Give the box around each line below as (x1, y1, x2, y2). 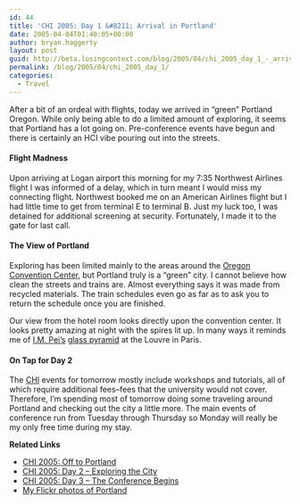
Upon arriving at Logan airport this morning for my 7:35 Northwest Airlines (9, 172, 283, 183)
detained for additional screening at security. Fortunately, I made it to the (9, 211, 277, 221)
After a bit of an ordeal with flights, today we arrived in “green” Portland (9, 103, 273, 114)
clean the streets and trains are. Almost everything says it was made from (9, 279, 280, 290)
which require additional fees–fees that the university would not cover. (9, 384, 268, 395)
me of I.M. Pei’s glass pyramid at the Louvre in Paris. (9, 335, 203, 345)
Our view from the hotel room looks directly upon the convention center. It (9, 316, 281, 326)
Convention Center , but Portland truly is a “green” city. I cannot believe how (9, 269, 287, 281)
